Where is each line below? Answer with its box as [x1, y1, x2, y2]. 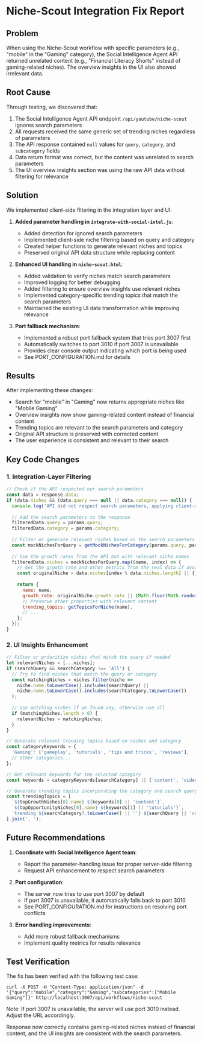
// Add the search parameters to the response [11, 514, 130, 520]
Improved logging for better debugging [23, 279, 121, 286]
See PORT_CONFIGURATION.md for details [23, 353, 131, 360]
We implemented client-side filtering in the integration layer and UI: [6, 206, 173, 214]
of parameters [14, 134, 50, 141]
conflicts [23, 909, 46, 916]
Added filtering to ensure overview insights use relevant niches [23, 285, 180, 292]
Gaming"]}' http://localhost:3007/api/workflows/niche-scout [6, 995, 163, 1001]
